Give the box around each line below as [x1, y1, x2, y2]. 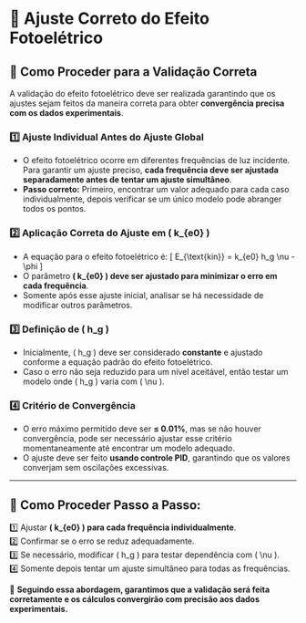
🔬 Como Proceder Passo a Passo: [9, 497, 201, 513]
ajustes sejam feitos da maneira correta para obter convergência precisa [9, 98, 285, 109]
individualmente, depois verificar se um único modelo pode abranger [22, 193, 282, 204]
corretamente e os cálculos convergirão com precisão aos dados [9, 594, 260, 605]
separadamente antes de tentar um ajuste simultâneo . [22, 174, 232, 185]
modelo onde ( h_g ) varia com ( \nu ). [22, 376, 166, 387]
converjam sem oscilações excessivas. [22, 462, 169, 473]
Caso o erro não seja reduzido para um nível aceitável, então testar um [22, 366, 289, 377]
